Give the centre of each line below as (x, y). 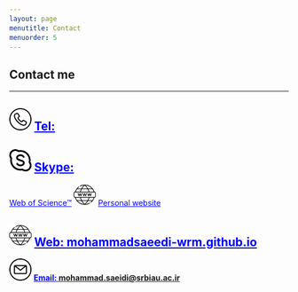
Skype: (54, 167)
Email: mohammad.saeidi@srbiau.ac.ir (106, 278)
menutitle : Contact (45, 28)
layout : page (33, 19)
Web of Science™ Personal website (85, 203)
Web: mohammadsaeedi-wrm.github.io (145, 242)
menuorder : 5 (33, 37)
